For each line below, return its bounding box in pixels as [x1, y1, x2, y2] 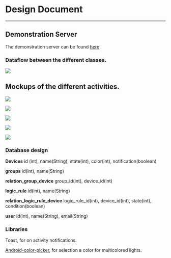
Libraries [5, 226, 28, 233]
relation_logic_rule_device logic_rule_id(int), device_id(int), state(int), [5, 198, 152, 204]
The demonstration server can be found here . [5, 43, 101, 49]
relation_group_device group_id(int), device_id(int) [5, 178, 113, 184]
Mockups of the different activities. [5, 83, 120, 91]
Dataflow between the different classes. [5, 56, 107, 63]
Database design [5, 146, 48, 153]
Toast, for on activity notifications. [5, 237, 77, 243]
